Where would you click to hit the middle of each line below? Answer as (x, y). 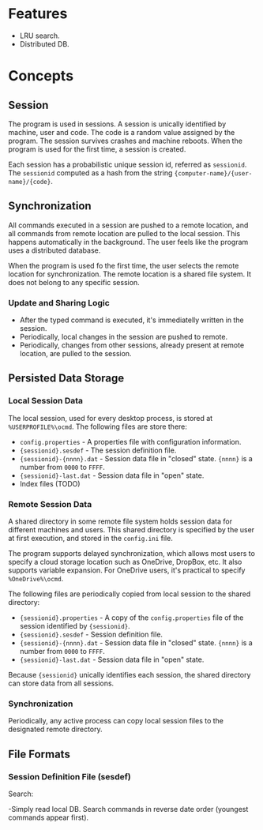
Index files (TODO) (50, 483)
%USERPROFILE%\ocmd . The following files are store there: (98, 426)
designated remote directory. (55, 729)
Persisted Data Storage (66, 379)
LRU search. (39, 36)
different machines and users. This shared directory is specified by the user (131, 530)
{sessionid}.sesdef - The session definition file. (98, 450)
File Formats (39, 754)
